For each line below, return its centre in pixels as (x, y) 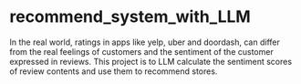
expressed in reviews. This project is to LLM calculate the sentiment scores (151, 61)
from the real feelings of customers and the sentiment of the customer (141, 51)
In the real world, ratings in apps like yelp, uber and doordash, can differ (145, 42)
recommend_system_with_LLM (130, 17)
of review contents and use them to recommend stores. (114, 71)
